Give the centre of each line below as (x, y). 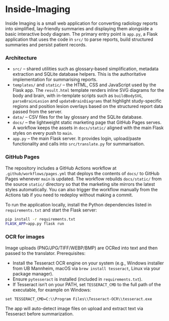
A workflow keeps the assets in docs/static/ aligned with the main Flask (88, 128)
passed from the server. (37, 112)
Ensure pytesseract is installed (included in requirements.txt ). (77, 279)
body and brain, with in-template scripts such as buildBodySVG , (77, 96)
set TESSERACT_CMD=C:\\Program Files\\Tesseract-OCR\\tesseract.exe (79, 299)
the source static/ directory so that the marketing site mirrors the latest (80, 184)
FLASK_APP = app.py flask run (35, 224)
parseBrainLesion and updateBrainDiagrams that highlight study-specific (87, 101)
